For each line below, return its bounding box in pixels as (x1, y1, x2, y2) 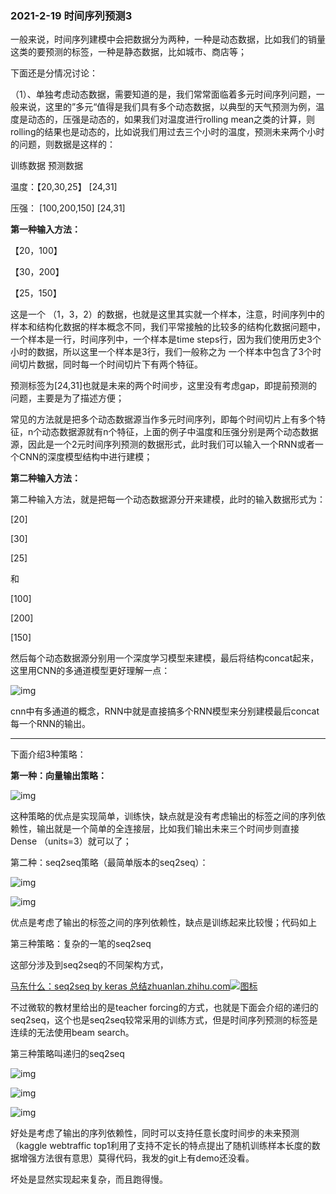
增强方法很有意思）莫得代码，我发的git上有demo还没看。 (18, 1152, 255, 1164)
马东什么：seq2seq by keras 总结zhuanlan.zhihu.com (10, 980, 231, 992)
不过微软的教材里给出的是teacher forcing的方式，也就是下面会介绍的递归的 (10, 1002, 319, 1014)
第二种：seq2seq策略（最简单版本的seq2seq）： (10, 857, 209, 869)
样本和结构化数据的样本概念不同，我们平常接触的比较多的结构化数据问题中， (10, 321, 326, 333)
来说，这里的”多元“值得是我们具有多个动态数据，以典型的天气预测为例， (18, 101, 317, 113)
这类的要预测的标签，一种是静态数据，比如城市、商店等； (10, 46, 247, 58)
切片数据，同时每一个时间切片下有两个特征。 (18, 358, 203, 371)
